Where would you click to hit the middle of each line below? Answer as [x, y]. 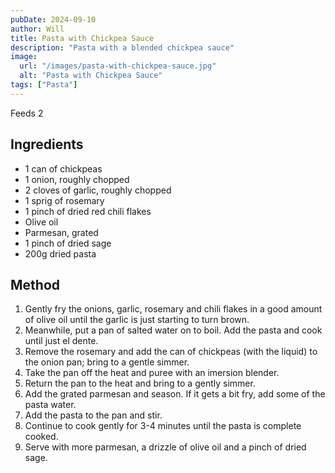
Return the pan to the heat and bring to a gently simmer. [140, 383]
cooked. [41, 437]
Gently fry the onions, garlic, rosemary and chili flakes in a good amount [173, 309]
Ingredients [47, 144]
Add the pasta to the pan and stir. [93, 415]
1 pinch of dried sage [68, 243]
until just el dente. [61, 341]
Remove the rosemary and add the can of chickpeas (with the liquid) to [171, 352]
